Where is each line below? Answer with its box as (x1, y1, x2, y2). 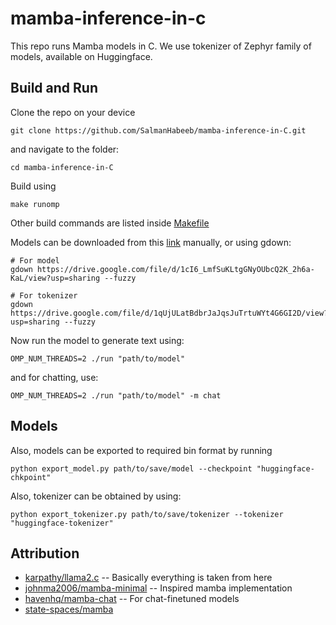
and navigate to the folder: (10, 143, 120, 155)
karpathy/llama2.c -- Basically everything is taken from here (24, 572, 273, 584)
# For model (10, 255, 60, 266)
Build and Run (10, 80, 98, 97)
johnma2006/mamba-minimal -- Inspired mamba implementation (24, 582, 293, 594)
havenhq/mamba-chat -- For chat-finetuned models (24, 593, 240, 605)
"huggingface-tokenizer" (10, 518, 114, 528)
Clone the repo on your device (10, 106, 136, 118)
